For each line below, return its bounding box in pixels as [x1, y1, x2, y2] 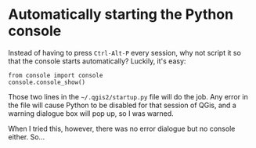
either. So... [8, 132, 45, 142]
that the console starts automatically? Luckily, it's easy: [8, 56, 186, 66]
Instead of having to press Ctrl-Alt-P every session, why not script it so [8, 48, 241, 57]
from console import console [8, 71, 103, 79]
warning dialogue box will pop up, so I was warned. [8, 108, 174, 118]
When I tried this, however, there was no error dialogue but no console [8, 124, 236, 133]
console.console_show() [8, 78, 86, 86]
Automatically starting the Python [8, 5, 233, 23]
